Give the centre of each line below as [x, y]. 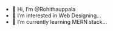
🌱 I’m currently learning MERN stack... [60, 22]
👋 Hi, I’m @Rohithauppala [44, 9]
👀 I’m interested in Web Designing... [56, 15]
